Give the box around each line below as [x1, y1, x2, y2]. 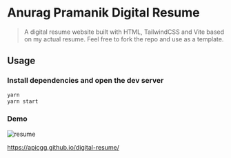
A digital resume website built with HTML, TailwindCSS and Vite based [23, 28, 225, 36]
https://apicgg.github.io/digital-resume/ [7, 143, 119, 151]
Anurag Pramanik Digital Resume [7, 5, 200, 21]
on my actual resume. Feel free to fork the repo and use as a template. [23, 34, 224, 43]
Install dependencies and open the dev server [7, 76, 164, 86]
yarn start [7, 98, 39, 105]
